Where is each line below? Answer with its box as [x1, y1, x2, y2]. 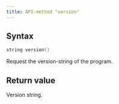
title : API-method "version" [6, 8, 80, 15]
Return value [6, 75, 56, 85]
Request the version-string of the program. [6, 58, 113, 65]
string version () [6, 47, 50, 53]
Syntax [6, 31, 34, 41]
